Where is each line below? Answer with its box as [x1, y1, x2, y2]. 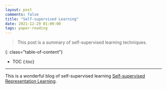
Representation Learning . [5, 78, 57, 85]
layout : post [5, 7, 32, 12]
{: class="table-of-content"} [5, 49, 63, 55]
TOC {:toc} [12, 59, 35, 65]
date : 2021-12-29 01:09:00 [5, 21, 61, 26]
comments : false [5, 12, 39, 17]
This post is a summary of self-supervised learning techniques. [17, 39, 147, 45]
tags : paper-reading [5, 26, 48, 31]
